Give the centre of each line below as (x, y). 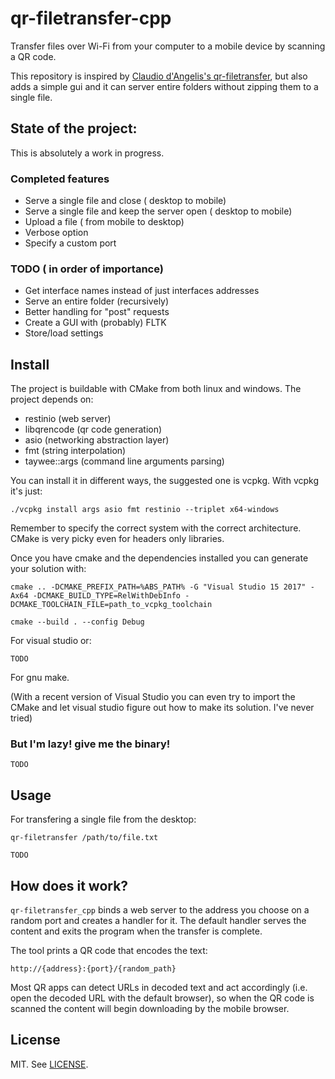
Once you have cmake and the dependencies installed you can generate (159, 558)
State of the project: (74, 128)
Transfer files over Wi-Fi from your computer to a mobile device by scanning (168, 46)
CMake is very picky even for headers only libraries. (117, 539)
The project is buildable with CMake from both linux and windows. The (156, 389)
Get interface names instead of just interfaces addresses (142, 291)
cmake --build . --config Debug (77, 622)
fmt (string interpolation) (75, 451)
